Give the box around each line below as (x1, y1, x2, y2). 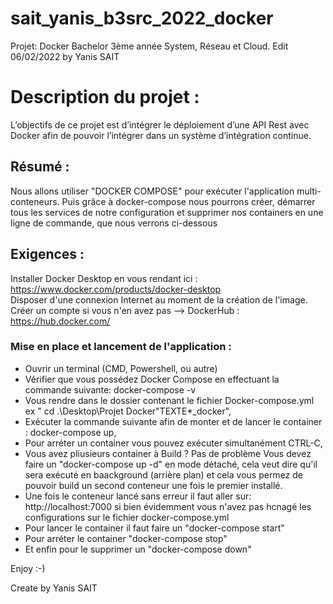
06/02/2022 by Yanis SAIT (10, 50, 120, 62)
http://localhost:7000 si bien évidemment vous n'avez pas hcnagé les (24, 500, 312, 512)
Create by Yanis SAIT (10, 582, 98, 594)
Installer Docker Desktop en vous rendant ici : (10, 272, 198, 284)
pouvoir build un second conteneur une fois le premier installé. (24, 479, 283, 491)
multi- (296, 185, 322, 197)
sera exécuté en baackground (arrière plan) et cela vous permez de (24, 468, 303, 481)
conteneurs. (10, 195, 60, 207)
